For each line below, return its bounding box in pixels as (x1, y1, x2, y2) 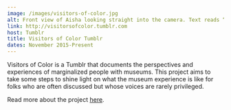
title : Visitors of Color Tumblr (7, 36, 103, 42)
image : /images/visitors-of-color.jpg (7, 10, 118, 17)
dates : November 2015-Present (7, 42, 94, 49)
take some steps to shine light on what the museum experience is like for (7, 75, 214, 83)
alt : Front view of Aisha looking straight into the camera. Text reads (7, 16, 220, 23)
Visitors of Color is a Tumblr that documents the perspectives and (7, 61, 194, 68)
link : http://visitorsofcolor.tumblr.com (7, 23, 128, 29)
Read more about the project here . (7, 96, 104, 103)
